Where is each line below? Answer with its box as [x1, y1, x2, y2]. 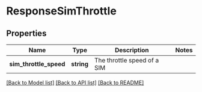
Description [114, 46, 149, 54]
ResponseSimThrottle [6, 4, 117, 18]
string [71, 60, 89, 68]
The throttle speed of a [94, 56, 159, 64]
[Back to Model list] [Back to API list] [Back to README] [6, 79, 144, 86]
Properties [6, 28, 47, 38]
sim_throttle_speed [9, 60, 66, 68]
